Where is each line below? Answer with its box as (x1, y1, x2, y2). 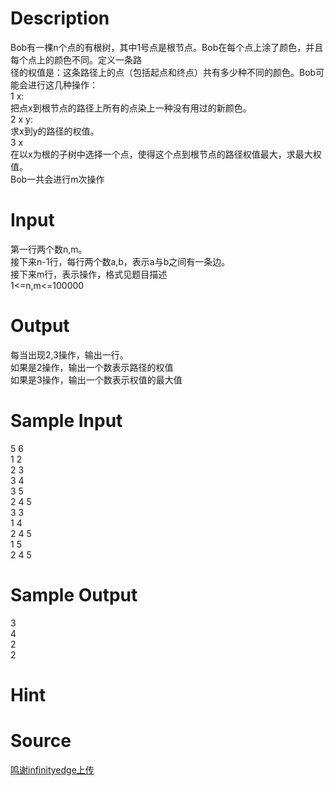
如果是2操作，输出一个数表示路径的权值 (10, 361, 174, 373)
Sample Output (10, 583, 138, 606)
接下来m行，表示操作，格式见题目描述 (10, 268, 168, 280)
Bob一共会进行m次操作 (10, 173, 105, 185)
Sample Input (10, 410, 123, 432)
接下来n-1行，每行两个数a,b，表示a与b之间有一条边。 (10, 255, 231, 267)
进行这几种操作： (27, 78, 98, 91)
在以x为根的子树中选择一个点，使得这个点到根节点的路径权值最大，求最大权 (10, 148, 322, 160)
